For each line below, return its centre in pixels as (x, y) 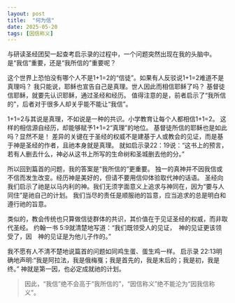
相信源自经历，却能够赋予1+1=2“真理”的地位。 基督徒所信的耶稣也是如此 (123, 128)
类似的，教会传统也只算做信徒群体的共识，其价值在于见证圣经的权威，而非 (114, 219)
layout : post (26, 14)
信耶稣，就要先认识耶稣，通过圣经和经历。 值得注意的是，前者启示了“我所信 (117, 95)
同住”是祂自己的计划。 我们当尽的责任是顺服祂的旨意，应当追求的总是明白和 (117, 195)
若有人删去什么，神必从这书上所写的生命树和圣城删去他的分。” (96, 154)
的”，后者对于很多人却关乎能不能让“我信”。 (70, 104)
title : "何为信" (31, 20)
